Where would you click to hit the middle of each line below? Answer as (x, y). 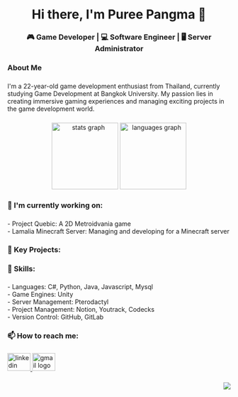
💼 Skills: (21, 268)
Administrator (119, 49)
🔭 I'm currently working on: (55, 205)
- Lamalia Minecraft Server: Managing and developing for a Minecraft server (119, 231)
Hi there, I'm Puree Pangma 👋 (119, 15)
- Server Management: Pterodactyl (58, 302)
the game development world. (51, 109)
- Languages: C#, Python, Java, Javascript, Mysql (80, 287)
